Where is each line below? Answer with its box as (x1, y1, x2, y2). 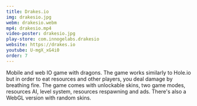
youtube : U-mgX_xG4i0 (6, 47, 60, 53)
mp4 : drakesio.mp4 (6, 25, 52, 31)
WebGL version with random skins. (6, 94, 91, 101)
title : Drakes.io (6, 8, 49, 15)
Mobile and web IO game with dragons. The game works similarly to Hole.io (6, 69, 191, 76)
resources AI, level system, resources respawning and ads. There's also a (6, 88, 187, 95)
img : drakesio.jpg (6, 14, 52, 20)
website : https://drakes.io (6, 42, 76, 48)
